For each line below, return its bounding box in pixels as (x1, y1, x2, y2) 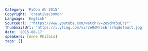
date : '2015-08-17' (5, 30, 45, 34)
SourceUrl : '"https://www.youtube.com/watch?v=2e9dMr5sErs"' (5, 20, 132, 26)
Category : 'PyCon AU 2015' (5, 7, 60, 12)
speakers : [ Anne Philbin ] (5, 34, 57, 39)
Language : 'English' (5, 16, 47, 21)
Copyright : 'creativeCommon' (5, 12, 64, 17)
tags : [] (5, 39, 23, 44)
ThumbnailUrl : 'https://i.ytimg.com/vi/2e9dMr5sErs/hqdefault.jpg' (5, 25, 145, 30)
